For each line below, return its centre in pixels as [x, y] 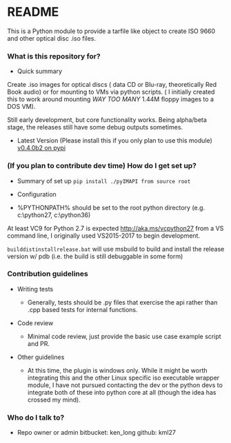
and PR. [39, 343]
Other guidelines [41, 357]
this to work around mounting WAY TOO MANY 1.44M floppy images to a [111, 99]
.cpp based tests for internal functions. [82, 309]
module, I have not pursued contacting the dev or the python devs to [125, 385]
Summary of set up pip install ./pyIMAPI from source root [104, 181]
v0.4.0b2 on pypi [41, 148]
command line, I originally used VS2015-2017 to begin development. [104, 236]
